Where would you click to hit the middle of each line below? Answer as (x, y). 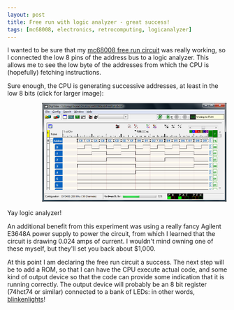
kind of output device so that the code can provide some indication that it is (116, 277)
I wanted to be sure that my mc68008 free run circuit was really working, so (116, 50)
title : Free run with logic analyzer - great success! (89, 22)
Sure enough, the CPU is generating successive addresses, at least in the (113, 86)
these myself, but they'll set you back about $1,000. (81, 249)
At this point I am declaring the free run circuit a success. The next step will (116, 263)
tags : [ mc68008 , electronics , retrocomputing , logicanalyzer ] (100, 29)
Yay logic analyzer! (34, 213)
